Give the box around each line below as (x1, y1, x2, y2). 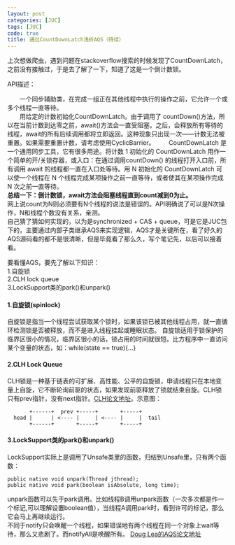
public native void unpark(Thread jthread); (7, 475, 139, 483)
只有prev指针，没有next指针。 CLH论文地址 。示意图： (7, 394, 162, 402)
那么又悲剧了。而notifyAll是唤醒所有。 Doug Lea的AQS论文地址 (19, 530, 201, 538)
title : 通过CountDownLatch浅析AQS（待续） (7, 36, 124, 43)
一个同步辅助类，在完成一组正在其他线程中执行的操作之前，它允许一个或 (20, 95, 228, 104)
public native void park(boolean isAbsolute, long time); (7, 481, 180, 488)
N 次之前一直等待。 (7, 183, 63, 191)
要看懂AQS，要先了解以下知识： (7, 258, 100, 267)
